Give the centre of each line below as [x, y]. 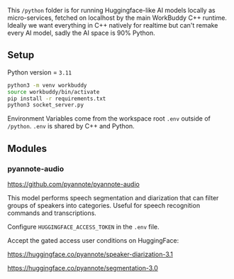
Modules [27, 148]
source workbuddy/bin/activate [54, 92]
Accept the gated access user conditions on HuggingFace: [93, 240]
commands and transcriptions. [52, 213]
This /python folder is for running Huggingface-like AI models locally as [111, 10]
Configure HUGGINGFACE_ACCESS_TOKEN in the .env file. [83, 227]
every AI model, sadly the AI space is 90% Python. [81, 33]
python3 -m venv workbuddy [47, 85]
